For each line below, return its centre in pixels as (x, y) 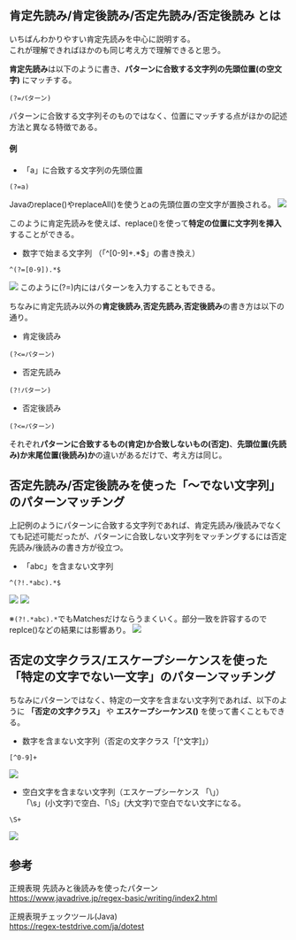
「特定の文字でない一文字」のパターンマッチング (142, 677)
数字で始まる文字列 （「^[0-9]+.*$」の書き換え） (111, 253)
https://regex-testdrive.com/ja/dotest (77, 927)
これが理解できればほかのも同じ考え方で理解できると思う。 (117, 50)
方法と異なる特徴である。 (56, 127)
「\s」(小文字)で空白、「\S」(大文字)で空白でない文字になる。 (133, 803)
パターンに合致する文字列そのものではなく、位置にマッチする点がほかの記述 (148, 116)
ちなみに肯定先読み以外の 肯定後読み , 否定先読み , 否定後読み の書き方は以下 (143, 306)
